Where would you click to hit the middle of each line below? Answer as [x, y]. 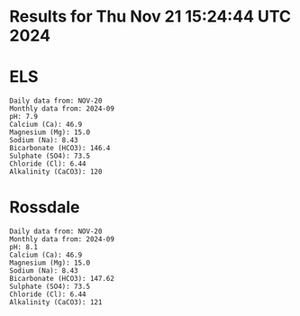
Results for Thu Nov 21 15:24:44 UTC [150, 17]
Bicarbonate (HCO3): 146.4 [60, 149]
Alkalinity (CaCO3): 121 [56, 302]
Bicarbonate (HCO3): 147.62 [62, 279]
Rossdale [45, 208]
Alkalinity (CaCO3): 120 [56, 172]
